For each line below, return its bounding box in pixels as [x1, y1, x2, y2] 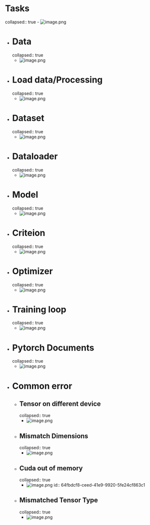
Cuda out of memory [19, 464, 83, 472]
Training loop [12, 304, 67, 315]
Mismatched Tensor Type [19, 496, 98, 505]
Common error [12, 380, 73, 391]
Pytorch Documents [12, 342, 94, 353]
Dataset [12, 113, 45, 123]
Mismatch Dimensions [19, 432, 89, 440]
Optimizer [12, 265, 53, 277]
